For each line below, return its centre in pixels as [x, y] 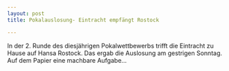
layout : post [26, 13]
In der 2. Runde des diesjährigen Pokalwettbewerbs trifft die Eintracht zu [111, 45]
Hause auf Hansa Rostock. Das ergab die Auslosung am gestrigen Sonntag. [115, 53]
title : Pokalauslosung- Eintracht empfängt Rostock [83, 20]
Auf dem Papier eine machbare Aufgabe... [67, 60]
